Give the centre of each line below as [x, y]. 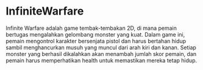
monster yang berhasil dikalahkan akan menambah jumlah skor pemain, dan [101, 54]
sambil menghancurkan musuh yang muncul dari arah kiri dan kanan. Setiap [101, 47]
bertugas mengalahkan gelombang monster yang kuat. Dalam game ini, [95, 34]
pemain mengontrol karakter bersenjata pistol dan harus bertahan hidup [96, 41]
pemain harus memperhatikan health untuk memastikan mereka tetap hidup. [101, 60]
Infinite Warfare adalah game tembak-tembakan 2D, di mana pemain [91, 28]
